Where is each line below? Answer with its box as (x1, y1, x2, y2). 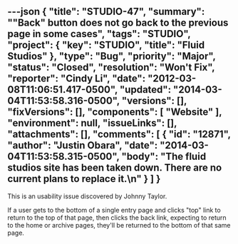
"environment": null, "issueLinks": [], (7, 117, 177, 129)
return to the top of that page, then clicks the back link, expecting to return (7, 213, 227, 222)
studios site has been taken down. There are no (7, 162, 222, 174)
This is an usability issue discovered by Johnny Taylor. (7, 192, 167, 200)
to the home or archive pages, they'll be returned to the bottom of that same (7, 220, 231, 229)
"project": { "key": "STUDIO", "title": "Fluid (7, 39, 205, 51)
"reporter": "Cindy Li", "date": (7, 73, 146, 85)
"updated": (119, 83, 172, 96)
